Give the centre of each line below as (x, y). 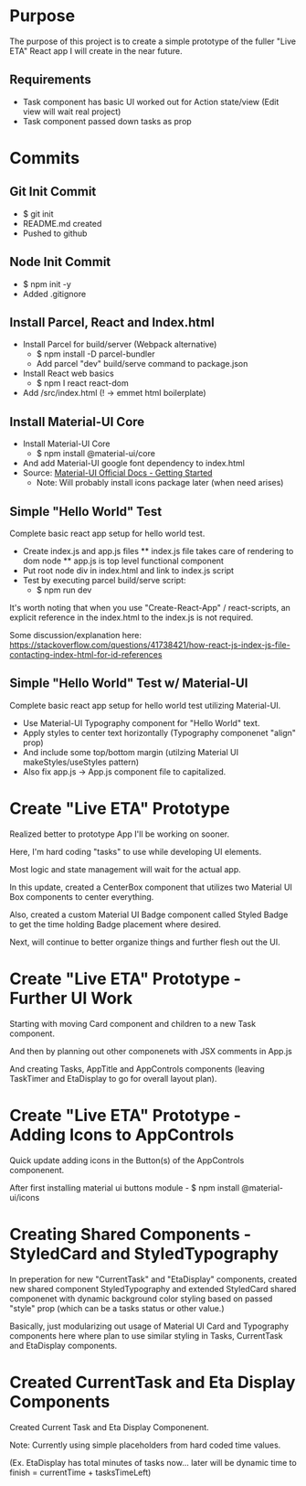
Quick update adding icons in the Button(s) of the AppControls (127, 1160)
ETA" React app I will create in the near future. (96, 50)
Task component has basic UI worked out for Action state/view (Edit (151, 102)
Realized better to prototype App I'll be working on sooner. (120, 834)
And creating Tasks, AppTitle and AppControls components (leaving (137, 1069)
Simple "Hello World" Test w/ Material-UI (129, 684)
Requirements (50, 80)
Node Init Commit (60, 262)
